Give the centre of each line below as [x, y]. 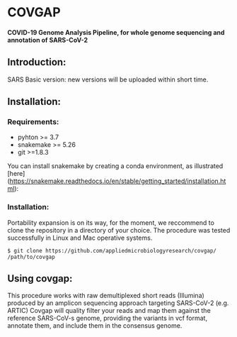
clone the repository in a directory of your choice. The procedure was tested [119, 230]
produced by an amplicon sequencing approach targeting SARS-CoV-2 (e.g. [118, 303]
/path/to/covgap [31, 257]
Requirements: [33, 121]
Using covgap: [40, 278]
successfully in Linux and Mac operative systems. [80, 238]
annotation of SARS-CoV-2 [48, 40]
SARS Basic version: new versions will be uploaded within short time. [108, 79]
